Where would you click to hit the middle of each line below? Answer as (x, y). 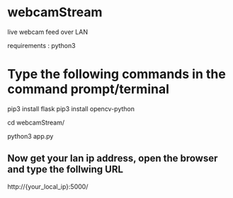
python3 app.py (30, 136)
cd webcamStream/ (36, 122)
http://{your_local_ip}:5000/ (48, 186)
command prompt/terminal (89, 89)
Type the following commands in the (117, 74)
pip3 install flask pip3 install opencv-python (71, 109)
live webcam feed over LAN (48, 32)
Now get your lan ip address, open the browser (113, 159)
